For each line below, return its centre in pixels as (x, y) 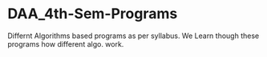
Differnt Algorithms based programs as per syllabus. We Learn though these (133, 36)
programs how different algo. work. (66, 44)
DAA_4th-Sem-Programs (93, 14)
